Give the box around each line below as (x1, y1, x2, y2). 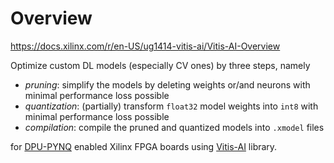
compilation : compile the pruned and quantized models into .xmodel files (24, 121, 325, 133)
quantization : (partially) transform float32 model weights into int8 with (24, 100, 319, 112)
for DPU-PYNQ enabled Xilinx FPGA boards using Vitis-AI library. (10, 140, 278, 152)
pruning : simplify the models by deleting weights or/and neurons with (24, 78, 311, 91)
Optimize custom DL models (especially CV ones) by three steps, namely (10, 59, 311, 71)
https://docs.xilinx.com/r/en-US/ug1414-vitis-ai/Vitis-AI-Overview (10, 40, 281, 52)
